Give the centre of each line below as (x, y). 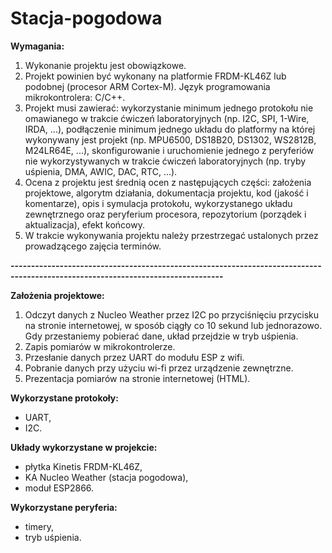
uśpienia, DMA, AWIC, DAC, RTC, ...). (101, 171)
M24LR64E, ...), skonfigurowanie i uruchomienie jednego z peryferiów (169, 150)
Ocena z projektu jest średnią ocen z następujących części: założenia (168, 182)
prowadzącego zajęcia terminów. (93, 246)
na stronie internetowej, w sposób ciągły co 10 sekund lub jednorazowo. (173, 325)
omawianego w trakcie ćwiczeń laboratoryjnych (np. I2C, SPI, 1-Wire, (167, 118)
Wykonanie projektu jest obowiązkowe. (105, 65)
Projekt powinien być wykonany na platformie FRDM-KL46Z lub (155, 76)
